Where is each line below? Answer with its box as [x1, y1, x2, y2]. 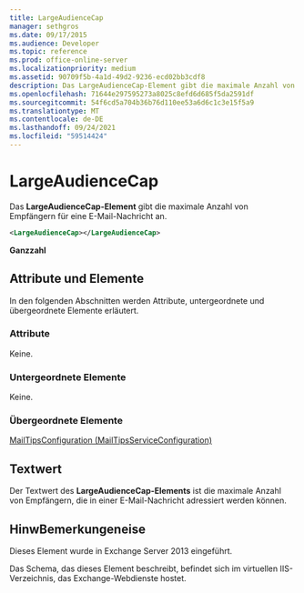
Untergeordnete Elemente [9, 370, 127, 383]
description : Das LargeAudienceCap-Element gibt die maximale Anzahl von [9, 81, 296, 90]
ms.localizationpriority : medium [9, 65, 137, 74]
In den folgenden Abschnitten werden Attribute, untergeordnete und [9, 295, 265, 306]
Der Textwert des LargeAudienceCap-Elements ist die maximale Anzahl [9, 486, 282, 497]
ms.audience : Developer [9, 38, 100, 48]
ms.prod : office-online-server [9, 55, 128, 65]
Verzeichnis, [9, 573, 56, 584]
